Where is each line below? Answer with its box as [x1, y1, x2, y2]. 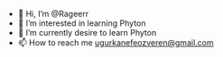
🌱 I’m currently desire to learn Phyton [17, 28, 157, 37]
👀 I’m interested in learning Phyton [17, 18, 146, 28]
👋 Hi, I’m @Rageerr [17, 9, 88, 19]
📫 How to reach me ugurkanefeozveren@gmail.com [17, 37, 214, 48]
